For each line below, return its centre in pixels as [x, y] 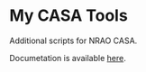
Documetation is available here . [68, 58]
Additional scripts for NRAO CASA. [73, 40]
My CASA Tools [68, 16]
